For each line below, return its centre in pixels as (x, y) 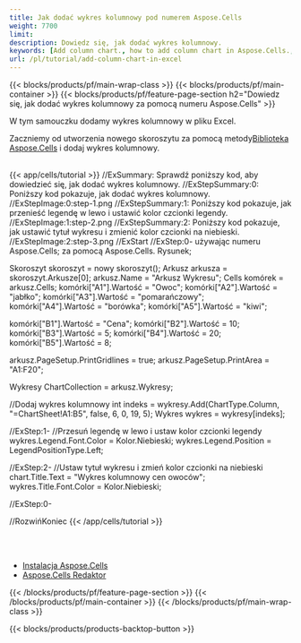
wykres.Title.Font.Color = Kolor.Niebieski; (86, 486)
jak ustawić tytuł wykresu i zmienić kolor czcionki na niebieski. (125, 232)
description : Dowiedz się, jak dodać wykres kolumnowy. (116, 43)
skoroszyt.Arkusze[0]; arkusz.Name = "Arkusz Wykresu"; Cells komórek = (146, 278)
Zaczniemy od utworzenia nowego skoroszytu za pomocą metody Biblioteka (149, 138)
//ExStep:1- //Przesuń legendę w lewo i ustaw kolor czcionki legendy (136, 431)
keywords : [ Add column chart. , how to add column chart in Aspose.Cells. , (152, 51)
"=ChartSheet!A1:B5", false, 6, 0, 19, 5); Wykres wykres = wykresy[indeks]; (147, 414)
